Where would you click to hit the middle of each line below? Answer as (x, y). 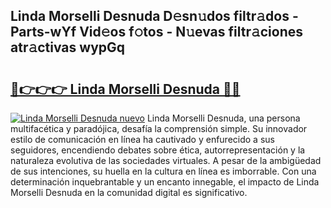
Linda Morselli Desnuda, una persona (223, 118)
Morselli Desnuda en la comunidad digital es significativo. (129, 192)
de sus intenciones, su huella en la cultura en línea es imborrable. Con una (163, 171)
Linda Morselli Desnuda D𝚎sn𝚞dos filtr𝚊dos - (154, 16)
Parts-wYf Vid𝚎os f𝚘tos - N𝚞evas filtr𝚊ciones (157, 32)
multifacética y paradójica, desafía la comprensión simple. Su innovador (159, 128)
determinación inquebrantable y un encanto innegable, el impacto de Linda (165, 182)
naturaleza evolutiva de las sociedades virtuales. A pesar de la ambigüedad (166, 160)
